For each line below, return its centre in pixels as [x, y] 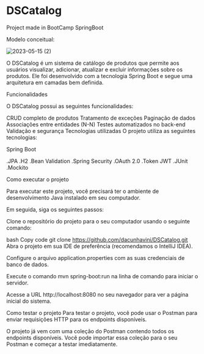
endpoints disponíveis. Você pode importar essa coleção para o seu [92, 338]
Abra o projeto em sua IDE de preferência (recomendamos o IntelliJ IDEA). [100, 246]
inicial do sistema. [29, 301]
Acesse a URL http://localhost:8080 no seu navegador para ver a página [97, 294]
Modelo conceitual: [31, 39]
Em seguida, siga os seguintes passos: [55, 209]
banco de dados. [27, 264]
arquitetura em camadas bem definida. [55, 82]
